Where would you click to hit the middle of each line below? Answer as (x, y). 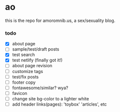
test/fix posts (25, 76)
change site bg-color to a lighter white (50, 98)
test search (23, 55)
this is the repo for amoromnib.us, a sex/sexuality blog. (60, 20)
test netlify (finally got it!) (37, 60)
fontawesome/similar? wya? (40, 88)
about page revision (32, 66)
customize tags (28, 71)
